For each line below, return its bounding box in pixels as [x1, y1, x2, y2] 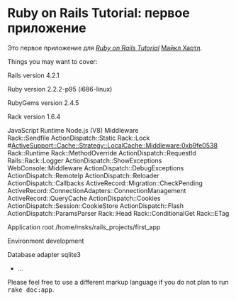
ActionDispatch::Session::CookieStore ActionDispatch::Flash [7, 201, 184, 210]
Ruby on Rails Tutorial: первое [7, 5, 190, 21]
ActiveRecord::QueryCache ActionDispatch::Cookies [7, 194, 161, 202]
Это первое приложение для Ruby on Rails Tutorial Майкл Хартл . [7, 43, 202, 52]
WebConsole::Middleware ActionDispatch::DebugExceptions [7, 163, 184, 172]
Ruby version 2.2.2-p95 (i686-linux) [7, 84, 113, 93]
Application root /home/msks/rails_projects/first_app [7, 222, 161, 231]
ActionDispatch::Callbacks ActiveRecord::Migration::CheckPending [7, 179, 203, 187]
